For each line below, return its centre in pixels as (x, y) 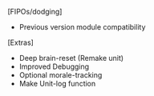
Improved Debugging (54, 66)
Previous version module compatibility (82, 27)
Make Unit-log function (57, 84)
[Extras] (20, 42)
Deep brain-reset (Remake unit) (71, 58)
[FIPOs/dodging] (35, 12)
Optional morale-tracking (61, 75)
